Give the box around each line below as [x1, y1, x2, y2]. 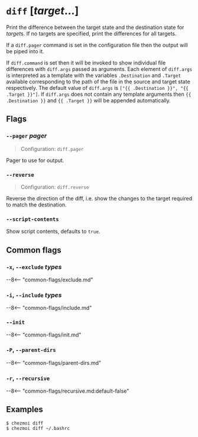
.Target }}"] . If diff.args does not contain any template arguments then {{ [6, 90, 191, 98]
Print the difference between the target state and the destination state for [6, 24, 184, 31]
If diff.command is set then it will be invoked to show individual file [6, 59, 166, 66]
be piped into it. [6, 47, 44, 54]
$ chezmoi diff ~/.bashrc [6, 425, 70, 431]
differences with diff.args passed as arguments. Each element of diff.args [6, 65, 193, 72]
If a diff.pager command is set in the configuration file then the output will [6, 41, 188, 48]
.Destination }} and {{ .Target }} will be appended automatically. [6, 96, 171, 104]
